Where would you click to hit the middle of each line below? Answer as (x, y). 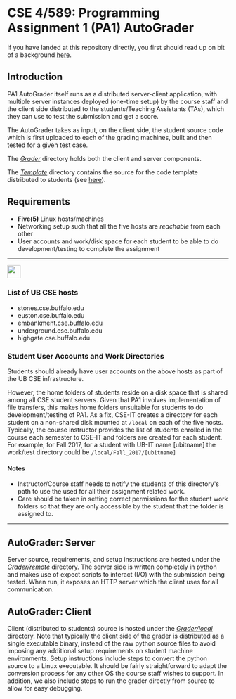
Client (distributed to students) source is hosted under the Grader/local (110, 628)
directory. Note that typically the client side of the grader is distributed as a (116, 636)
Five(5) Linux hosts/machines (60, 219)
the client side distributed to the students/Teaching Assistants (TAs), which (116, 109)
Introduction (35, 77)
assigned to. (35, 514)
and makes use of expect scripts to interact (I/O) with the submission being (116, 575)
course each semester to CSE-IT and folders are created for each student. (115, 437)
